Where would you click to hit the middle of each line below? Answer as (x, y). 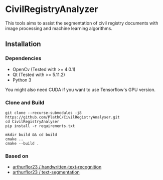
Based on (17, 156)
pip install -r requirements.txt (40, 126)
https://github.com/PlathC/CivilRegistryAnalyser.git (63, 117)
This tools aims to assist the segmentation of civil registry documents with (82, 23)
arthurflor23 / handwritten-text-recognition (57, 167)
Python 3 (22, 80)
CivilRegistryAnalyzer (52, 9)
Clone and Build (25, 102)
